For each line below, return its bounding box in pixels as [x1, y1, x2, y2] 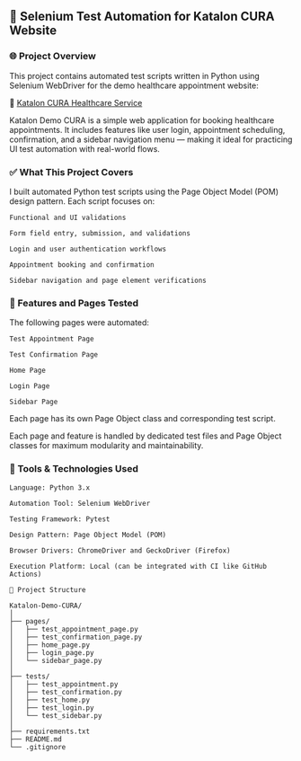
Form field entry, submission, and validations [9, 228, 191, 238]
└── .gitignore [9, 742, 66, 751]
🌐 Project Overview [9, 50, 96, 63]
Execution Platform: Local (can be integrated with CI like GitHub [9, 562, 268, 571]
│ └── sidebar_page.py [9, 656, 102, 665]
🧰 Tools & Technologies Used [9, 463, 139, 475]
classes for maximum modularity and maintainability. [9, 440, 204, 451]
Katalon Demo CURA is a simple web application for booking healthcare [9, 114, 275, 126]
